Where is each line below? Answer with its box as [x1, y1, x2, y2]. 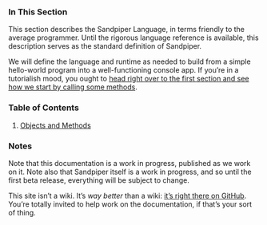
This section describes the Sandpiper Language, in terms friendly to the [8, 25, 245, 34]
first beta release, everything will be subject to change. [8, 175, 189, 185]
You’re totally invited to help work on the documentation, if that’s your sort [8, 199, 253, 209]
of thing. [8, 207, 36, 217]
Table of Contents [8, 102, 80, 113]
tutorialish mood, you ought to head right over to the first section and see [8, 74, 249, 84]
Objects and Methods [19, 120, 92, 130]
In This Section [8, 6, 68, 18]
